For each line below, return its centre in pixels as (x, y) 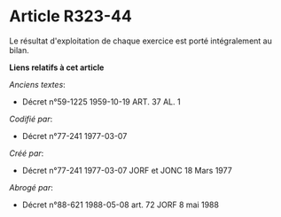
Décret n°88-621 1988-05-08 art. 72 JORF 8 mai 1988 (121, 205)
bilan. (19, 50)
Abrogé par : (31, 187)
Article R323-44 (71, 16)
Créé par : (27, 153)
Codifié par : (31, 119)
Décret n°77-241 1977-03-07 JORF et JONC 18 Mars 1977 (127, 170)
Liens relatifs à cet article (57, 67)
